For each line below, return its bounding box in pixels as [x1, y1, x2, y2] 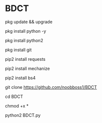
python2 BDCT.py [5, 112, 41, 118]
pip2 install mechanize [5, 66, 50, 71]
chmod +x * [5, 103, 29, 109]
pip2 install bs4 [5, 75, 36, 81]
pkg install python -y [5, 28, 46, 34]
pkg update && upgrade [5, 19, 52, 25]
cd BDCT [5, 94, 23, 99]
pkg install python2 [5, 37, 44, 43]
